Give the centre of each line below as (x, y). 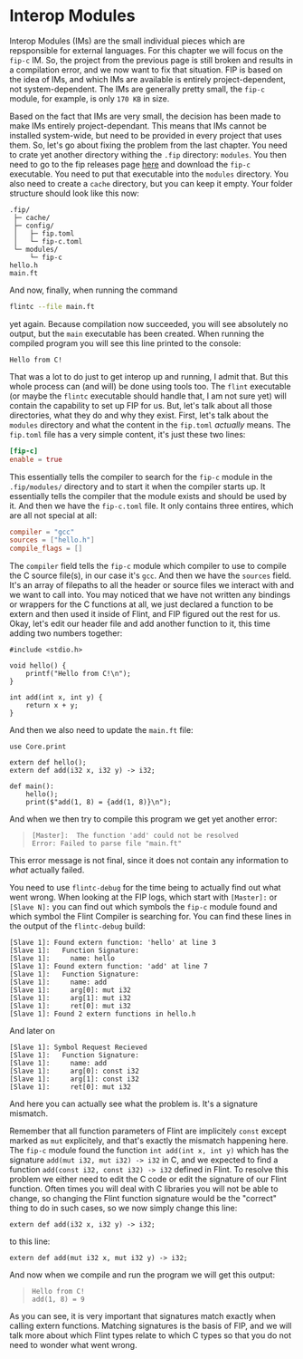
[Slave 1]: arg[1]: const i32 (75, 1079)
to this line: (30, 1241)
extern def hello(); (48, 763)
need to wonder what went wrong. (73, 1345)
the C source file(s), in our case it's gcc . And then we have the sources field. (151, 575)
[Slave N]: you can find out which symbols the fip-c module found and (143, 907)
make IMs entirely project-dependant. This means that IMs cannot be (138, 125)
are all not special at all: (53, 515)
